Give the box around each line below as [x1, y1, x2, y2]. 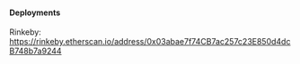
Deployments [9, 7, 61, 18]
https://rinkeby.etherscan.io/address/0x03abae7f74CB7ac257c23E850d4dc [9, 36, 291, 47]
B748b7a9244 [9, 45, 62, 57]
